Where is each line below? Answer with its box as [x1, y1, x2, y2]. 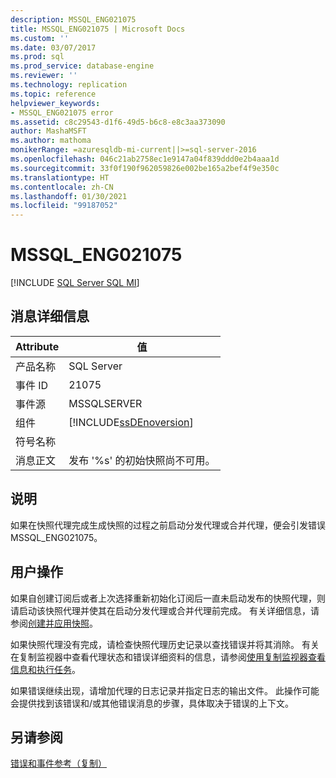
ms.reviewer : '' [10, 71, 78, 81]
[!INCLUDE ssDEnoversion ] [68, 415, 194, 429]
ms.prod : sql [10, 52, 65, 62]
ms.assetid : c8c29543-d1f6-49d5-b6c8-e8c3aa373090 [10, 117, 226, 127]
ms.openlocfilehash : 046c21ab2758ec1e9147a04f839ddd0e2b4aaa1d [10, 154, 280, 164]
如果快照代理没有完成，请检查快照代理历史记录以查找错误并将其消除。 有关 [10, 638, 320, 650]
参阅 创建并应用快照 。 [10, 617, 98, 629]
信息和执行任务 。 [10, 663, 81, 675]
